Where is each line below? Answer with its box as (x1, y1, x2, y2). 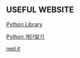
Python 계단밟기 (6, 33, 45, 40)
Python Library (6, 20, 43, 28)
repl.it (6, 45, 21, 52)
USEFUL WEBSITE (6, 5, 75, 15)
